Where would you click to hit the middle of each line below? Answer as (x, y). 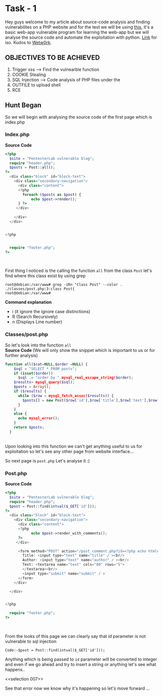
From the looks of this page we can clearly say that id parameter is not (75, 636)
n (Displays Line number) (37, 322)
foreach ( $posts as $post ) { (52, 194)
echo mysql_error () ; (39, 418)
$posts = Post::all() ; (32, 168)
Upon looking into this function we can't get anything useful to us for (73, 446)
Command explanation (28, 302)
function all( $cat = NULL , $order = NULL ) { (47, 364)
